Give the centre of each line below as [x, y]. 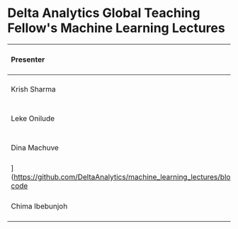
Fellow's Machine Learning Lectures [116, 28]
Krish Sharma [33, 89]
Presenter [28, 60]
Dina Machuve [35, 147]
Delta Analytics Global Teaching [104, 13]
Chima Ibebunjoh [39, 206]
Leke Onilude [33, 118]
